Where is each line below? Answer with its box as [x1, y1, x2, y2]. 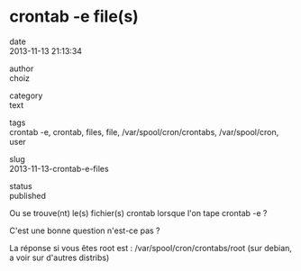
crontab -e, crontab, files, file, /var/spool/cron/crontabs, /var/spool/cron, [9, 126, 279, 137]
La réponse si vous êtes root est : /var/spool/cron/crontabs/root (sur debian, [9, 242, 293, 253]
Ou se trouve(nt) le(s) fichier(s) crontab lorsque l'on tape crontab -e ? [9, 207, 268, 218]
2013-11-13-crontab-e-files [9, 163, 110, 174]
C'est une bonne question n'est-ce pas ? [9, 225, 160, 236]
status [9, 180, 33, 191]
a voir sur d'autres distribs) [9, 252, 110, 263]
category [9, 90, 43, 101]
